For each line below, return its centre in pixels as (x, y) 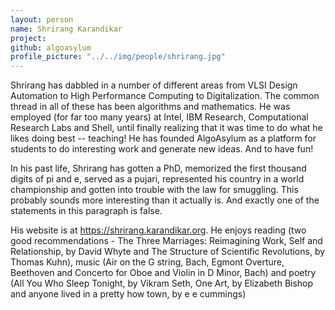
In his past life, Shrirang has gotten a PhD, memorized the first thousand (158, 168)
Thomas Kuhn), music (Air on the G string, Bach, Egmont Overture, (147, 262)
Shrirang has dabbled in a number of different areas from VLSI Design (154, 85)
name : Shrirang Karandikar (66, 29)
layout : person (42, 19)
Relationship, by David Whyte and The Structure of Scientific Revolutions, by (168, 252)
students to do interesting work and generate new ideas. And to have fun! (162, 149)
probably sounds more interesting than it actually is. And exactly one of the (165, 200)
